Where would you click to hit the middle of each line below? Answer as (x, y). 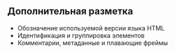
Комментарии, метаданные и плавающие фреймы (92, 43)
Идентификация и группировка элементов (81, 35)
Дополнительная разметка (70, 11)
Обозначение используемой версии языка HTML (91, 28)
